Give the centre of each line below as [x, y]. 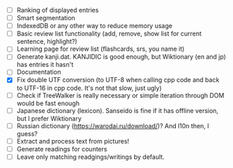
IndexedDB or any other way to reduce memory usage [94, 26]
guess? [27, 133]
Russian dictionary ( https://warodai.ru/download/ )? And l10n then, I [113, 125]
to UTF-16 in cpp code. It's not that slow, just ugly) [89, 88]
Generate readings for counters [62, 148]
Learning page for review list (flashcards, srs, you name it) [100, 49]
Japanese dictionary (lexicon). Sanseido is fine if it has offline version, [118, 110]
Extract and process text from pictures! [73, 141]
